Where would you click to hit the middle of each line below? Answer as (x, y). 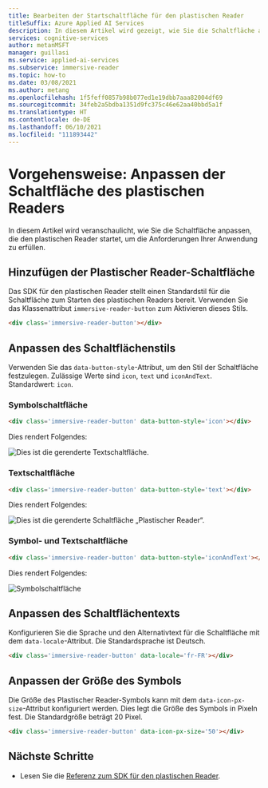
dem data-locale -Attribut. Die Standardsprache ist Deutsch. (107, 641)
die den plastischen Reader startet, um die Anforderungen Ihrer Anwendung (133, 239)
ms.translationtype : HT (48, 113)
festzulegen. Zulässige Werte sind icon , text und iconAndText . (110, 376)
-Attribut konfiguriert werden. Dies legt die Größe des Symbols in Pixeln (140, 709)
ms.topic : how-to (37, 75)
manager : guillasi (39, 53)
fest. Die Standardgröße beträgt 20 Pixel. (76, 717)
